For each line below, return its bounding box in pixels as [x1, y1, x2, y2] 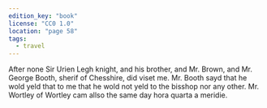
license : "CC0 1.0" [8, 19, 75, 28]
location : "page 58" [8, 27, 79, 35]
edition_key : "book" [8, 11, 79, 20]
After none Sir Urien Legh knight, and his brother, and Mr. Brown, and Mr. [8, 64, 253, 74]
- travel [15, 42, 45, 50]
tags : [8, 34, 27, 43]
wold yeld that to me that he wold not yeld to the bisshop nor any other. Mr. [8, 82, 260, 92]
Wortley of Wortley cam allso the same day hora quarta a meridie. [8, 90, 228, 100]
